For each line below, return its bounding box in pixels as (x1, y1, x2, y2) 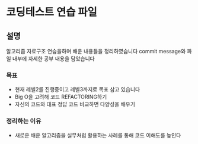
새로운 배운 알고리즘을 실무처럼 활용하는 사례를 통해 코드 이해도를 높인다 (14, 132, 181, 139)
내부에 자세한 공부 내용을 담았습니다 (12, 55, 95, 62)
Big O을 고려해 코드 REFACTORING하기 (14, 93, 107, 101)
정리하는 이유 (6, 117, 41, 125)
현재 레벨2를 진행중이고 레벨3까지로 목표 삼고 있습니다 (14, 86, 140, 93)
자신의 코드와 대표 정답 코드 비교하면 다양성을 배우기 (14, 101, 135, 108)
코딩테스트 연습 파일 (6, 5, 98, 19)
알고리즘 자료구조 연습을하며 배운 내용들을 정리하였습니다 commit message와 (6, 48, 186, 55)
